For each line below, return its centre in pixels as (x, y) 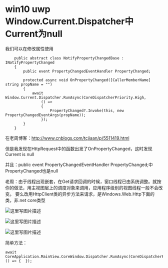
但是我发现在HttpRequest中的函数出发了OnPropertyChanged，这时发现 (79, 148)
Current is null (20, 154)
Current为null (34, 34)
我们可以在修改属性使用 (29, 48)
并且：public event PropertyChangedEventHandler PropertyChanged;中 (79, 164)
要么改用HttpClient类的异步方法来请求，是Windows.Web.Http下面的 (85, 194)
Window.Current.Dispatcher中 (69, 21)
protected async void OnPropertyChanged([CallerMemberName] (87, 80)
